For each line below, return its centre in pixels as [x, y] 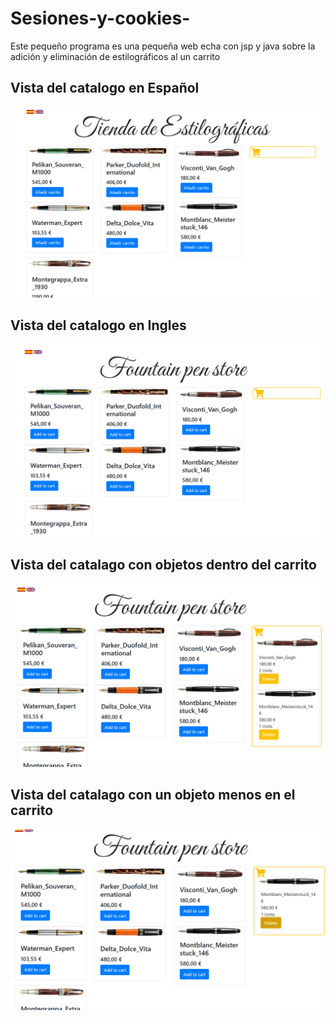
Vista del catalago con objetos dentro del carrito [163, 565]
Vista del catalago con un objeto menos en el [153, 795]
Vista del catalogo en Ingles [98, 325]
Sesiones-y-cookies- [100, 18]
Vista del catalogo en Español [105, 88]
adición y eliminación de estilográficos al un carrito [115, 56]
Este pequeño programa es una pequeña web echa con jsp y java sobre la [163, 46]
